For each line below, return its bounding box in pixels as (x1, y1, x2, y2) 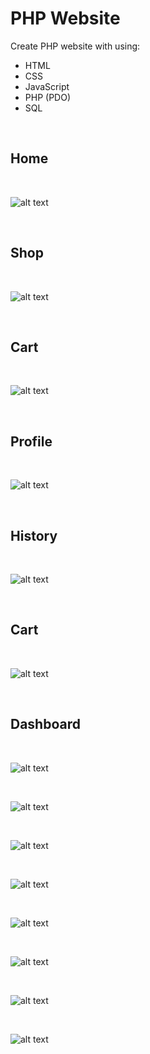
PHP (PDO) (24, 91, 71, 103)
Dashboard (10, 716, 81, 733)
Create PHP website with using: (10, 40, 141, 52)
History (10, 527, 58, 544)
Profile (10, 433, 53, 450)
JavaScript (24, 80, 70, 92)
